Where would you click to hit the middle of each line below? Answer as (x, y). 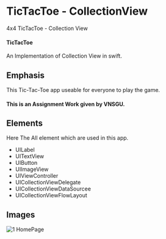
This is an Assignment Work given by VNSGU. (66, 104)
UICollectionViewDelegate (48, 183)
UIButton (26, 163)
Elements (25, 123)
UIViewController (37, 176)
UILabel (25, 150)
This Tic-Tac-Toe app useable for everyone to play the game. (83, 89)
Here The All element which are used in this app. (67, 138)
